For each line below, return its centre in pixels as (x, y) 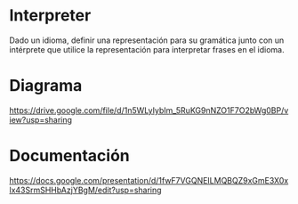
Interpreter (50, 16)
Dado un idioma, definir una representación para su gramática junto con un (147, 40)
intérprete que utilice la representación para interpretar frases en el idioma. (147, 49)
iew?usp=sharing (41, 119)
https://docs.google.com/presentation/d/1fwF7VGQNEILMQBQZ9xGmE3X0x (149, 180)
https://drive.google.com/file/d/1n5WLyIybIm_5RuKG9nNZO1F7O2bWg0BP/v (149, 110)
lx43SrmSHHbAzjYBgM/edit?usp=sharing (85, 190)
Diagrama (46, 86)
